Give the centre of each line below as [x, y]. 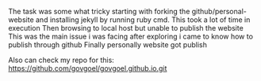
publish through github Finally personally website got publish [108, 45]
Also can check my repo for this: [61, 60]
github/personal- [219, 11]
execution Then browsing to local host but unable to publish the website [126, 28]
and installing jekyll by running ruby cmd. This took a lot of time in [143, 20]
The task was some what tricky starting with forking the [99, 11]
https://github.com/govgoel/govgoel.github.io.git [88, 68]
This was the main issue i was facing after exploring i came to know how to [131, 36]
